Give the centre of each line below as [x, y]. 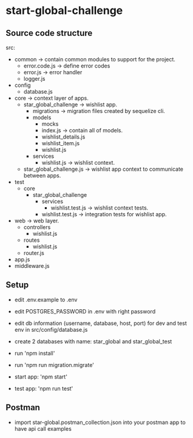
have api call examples [43, 428]
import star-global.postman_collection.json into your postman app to [100, 422]
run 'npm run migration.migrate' [54, 364]
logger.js [34, 79]
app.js [22, 259]
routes [32, 240]
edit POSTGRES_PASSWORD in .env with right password [85, 311]
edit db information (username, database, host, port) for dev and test [101, 323]
